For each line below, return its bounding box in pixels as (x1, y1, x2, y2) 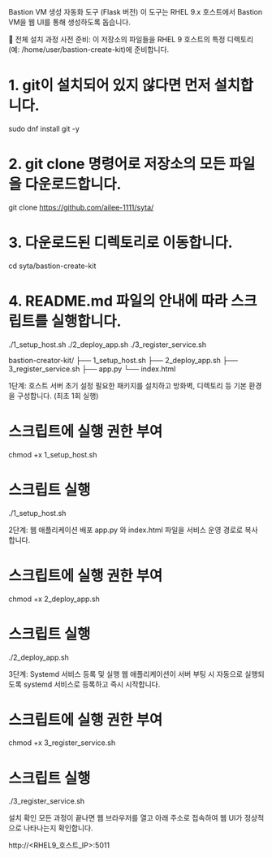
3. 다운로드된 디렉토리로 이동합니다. (8, 234, 233, 252)
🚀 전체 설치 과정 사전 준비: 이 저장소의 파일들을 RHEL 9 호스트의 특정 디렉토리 (8, 35, 254, 44)
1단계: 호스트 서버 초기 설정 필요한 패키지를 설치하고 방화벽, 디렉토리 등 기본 (8, 380, 248, 390)
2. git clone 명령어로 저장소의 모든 (8, 155, 226, 173)
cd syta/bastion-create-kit (8, 261, 97, 271)
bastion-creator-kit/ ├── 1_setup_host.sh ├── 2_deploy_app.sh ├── (8, 355, 238, 365)
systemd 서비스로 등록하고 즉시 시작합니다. (23, 679, 161, 689)
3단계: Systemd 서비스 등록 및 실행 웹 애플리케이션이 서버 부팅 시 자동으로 (8, 669, 244, 678)
